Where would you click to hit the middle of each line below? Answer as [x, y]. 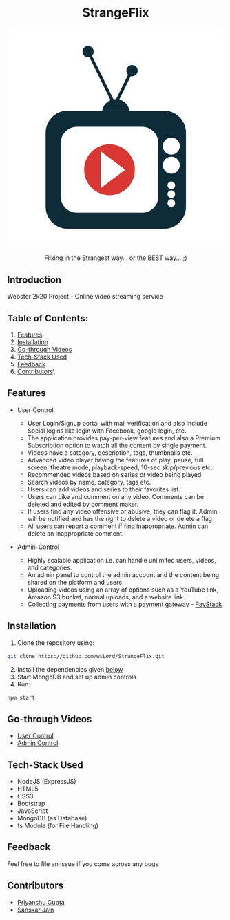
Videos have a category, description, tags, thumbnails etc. [110, 452]
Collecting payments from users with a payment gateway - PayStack [125, 604]
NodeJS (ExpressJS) [47, 782]
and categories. [50, 567]
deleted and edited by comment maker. [83, 504]
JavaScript [32, 811]
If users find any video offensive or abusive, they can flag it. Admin [122, 511]
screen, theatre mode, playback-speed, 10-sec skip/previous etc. [120, 467]
